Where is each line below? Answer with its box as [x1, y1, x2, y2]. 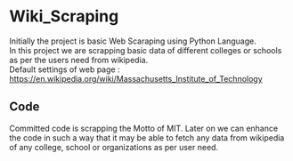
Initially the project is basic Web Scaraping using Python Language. [9, 36, 256, 46]
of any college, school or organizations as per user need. [9, 141, 219, 152]
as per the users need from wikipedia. [9, 54, 149, 65]
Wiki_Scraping [9, 6, 119, 27]
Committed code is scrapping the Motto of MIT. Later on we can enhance [9, 123, 279, 133]
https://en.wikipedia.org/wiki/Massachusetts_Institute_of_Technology [9, 73, 263, 84]
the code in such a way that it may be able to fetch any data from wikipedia [9, 132, 285, 143]
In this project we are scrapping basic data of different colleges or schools [9, 44, 282, 55]
